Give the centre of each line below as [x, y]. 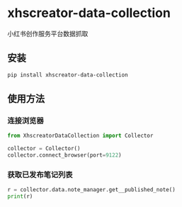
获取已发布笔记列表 [40, 174]
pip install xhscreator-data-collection [68, 75]
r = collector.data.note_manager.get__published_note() [91, 190]
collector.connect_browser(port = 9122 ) [64, 155]
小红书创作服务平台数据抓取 [48, 33]
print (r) [20, 196]
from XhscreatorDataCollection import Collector [80, 136]
